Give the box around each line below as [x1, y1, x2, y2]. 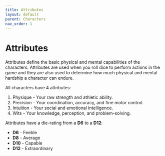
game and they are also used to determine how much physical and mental [5, 70, 157, 76]
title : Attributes [5, 7, 43, 12]
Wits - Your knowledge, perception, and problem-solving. [12, 110, 131, 116]
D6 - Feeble [12, 130, 37, 136]
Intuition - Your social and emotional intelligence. [12, 105, 113, 111]
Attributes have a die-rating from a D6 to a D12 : [5, 120, 103, 126]
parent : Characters [5, 16, 46, 21]
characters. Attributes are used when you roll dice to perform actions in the [5, 64, 160, 70]
